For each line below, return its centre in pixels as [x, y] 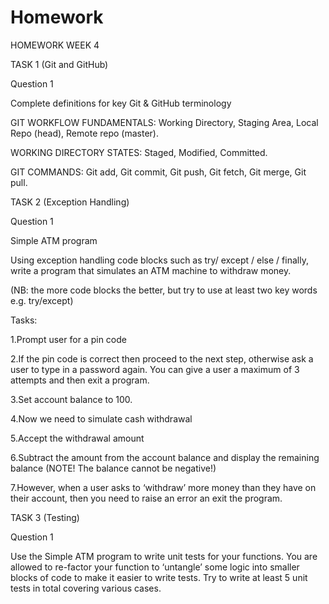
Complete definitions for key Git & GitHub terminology [121, 103]
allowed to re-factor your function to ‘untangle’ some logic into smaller [155, 567]
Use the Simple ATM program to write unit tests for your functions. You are [164, 556]
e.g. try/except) [42, 300]
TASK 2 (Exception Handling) [70, 202]
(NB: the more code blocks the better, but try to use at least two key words [164, 290]
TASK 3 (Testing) [45, 517]
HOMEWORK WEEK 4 [55, 45]
